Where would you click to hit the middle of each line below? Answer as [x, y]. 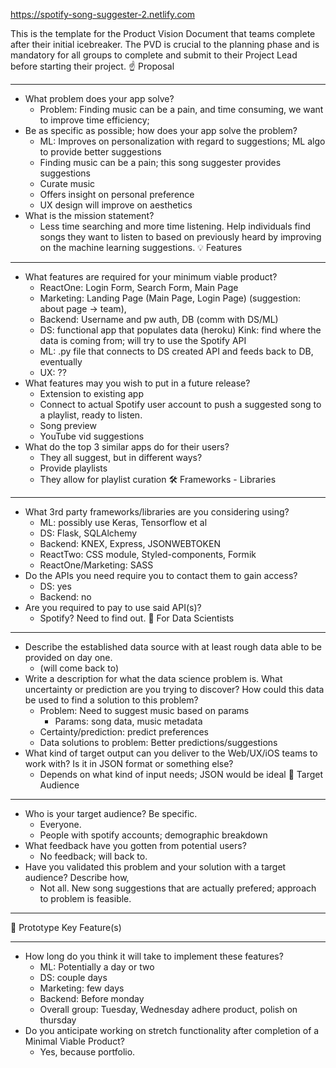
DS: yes [55, 586]
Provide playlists [73, 468]
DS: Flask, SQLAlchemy [88, 533]
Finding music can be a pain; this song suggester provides [160, 162]
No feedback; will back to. [93, 856]
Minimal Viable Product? [74, 1041]
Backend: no [65, 597]
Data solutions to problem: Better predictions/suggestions [158, 742]
